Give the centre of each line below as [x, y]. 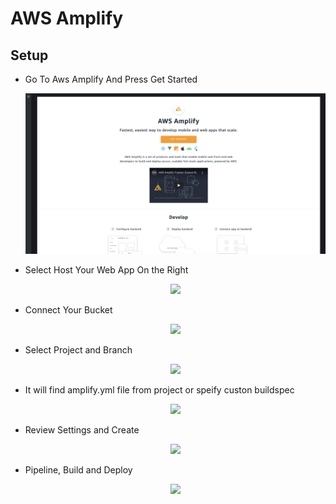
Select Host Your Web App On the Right [106, 269]
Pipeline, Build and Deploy [78, 469]
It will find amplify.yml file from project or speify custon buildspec [159, 389]
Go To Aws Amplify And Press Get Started [111, 79]
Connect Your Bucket [68, 309]
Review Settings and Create [82, 429]
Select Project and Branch [78, 349]
